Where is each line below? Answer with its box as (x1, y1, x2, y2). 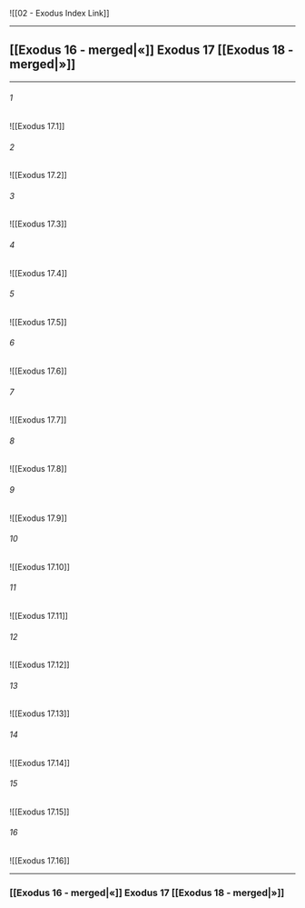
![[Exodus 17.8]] (9, 464, 68, 474)
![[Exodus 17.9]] (9, 513, 68, 524)
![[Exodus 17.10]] (9, 561, 70, 572)
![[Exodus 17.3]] (9, 218, 67, 230)
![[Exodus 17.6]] (9, 365, 67, 376)
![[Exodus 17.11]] (9, 611, 68, 622)
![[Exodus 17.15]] (9, 806, 70, 817)
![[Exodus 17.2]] (9, 170, 68, 181)
